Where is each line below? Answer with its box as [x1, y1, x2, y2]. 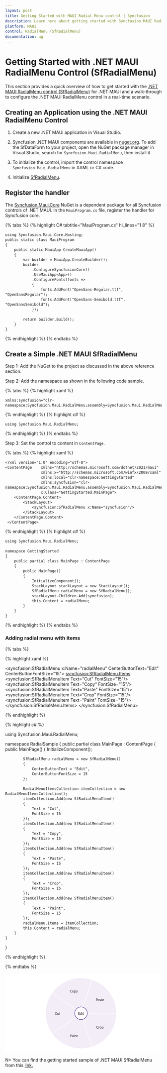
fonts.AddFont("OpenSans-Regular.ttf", [40, 287, 123, 292]
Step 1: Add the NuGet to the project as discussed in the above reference [5, 363, 155, 369]
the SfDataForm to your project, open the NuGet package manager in [12, 144, 154, 150]
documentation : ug [5, 34, 43, 39]
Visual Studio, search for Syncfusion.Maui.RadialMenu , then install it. [12, 149, 152, 155]
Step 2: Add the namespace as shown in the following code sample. [5, 378, 144, 384]
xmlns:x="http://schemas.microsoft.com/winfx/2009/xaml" [40, 470, 162, 475]
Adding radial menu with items [5, 635, 81, 642]
